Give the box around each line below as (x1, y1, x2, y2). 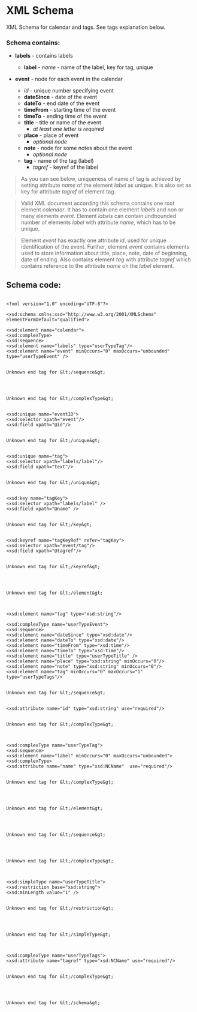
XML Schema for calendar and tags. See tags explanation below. (6, 23, 166, 31)
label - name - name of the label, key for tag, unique (23, 64, 154, 71)
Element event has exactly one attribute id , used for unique (20, 237, 166, 244)
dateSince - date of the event (23, 94, 98, 101)
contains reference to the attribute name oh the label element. (20, 262, 175, 270)
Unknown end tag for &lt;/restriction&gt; (6, 905, 114, 912)
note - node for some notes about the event (23, 145, 133, 152)
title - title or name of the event (23, 119, 102, 126)
